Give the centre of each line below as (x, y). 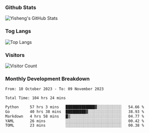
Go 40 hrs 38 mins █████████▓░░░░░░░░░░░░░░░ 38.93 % (74, 112)
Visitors (15, 55)
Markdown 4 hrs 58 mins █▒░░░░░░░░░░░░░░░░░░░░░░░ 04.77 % (74, 116)
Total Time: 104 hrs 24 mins (35, 98)
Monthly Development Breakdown (47, 79)
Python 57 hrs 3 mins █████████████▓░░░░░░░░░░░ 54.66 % (74, 107)
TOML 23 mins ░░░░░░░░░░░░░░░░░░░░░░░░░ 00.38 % (74, 126)
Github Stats (21, 7)
